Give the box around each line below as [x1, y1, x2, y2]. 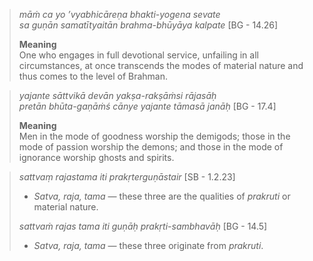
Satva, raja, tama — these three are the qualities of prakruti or [33, 190, 291, 202]
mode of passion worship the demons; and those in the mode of [18, 141, 284, 153]
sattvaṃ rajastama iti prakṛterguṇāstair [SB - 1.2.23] [18, 171, 236, 183]
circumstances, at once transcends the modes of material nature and [18, 60, 304, 71]
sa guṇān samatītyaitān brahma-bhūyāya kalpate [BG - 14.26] [18, 19, 279, 31]
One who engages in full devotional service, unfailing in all [18, 49, 259, 61]
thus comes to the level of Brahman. [18, 70, 169, 82]
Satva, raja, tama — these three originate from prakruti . [33, 240, 264, 251]
